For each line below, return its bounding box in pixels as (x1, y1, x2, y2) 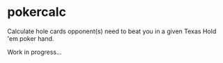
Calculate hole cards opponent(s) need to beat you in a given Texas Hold (7, 27, 217, 35)
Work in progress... (7, 48, 62, 56)
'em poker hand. (7, 34, 54, 42)
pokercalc (7, 4, 66, 20)
